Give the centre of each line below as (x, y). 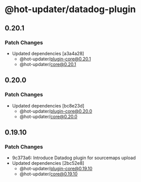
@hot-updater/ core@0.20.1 (48, 64)
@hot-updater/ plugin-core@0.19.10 (56, 169)
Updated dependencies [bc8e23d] (48, 105)
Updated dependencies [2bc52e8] (48, 163)
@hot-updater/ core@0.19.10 (49, 174)
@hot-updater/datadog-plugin (70, 9)
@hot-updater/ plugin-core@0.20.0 (56, 111)
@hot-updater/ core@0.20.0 (49, 116)
